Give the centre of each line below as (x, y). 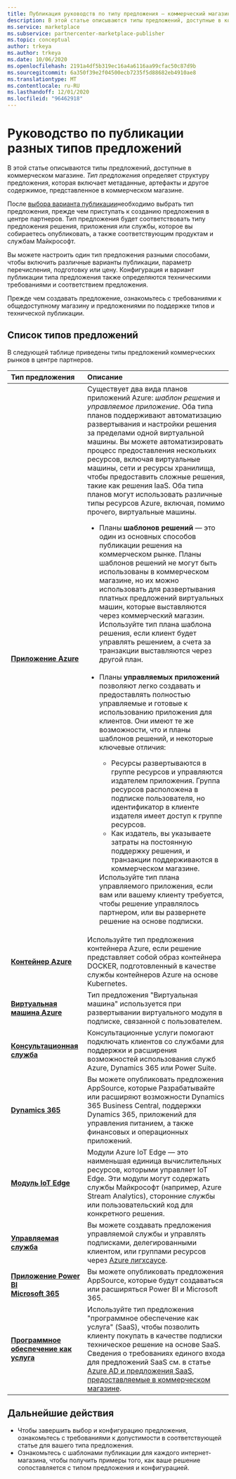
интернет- (196, 1452)
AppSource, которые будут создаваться (155, 1280)
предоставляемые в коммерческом (149, 1379)
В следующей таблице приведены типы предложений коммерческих (111, 352)
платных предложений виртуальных (162, 598)
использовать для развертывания (157, 589)
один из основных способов (148, 536)
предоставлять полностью (145, 694)
